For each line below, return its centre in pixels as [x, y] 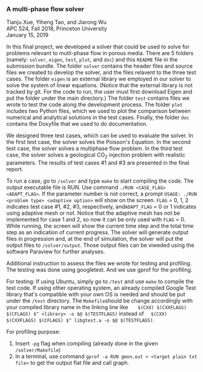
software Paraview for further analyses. [55, 252]
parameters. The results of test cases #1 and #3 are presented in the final [98, 163]
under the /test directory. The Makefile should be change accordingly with [99, 301]
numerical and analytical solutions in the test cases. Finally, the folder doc [98, 117]
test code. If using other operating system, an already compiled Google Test [101, 288]
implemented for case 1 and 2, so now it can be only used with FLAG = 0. [96, 220]
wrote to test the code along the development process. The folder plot [95, 105]
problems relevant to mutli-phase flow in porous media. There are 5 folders [100, 53]
